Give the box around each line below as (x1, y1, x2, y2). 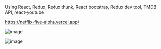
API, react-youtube (5, 9, 44, 15)
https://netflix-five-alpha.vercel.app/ (5, 19, 80, 25)
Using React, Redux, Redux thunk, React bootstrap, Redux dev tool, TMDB (5, 4, 157, 10)
